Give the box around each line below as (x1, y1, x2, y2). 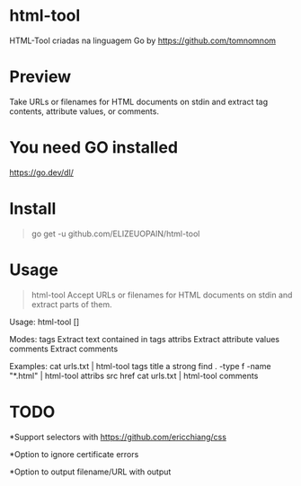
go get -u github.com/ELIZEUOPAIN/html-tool (31, 228, 200, 239)
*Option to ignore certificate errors (9, 448, 139, 459)
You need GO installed (9, 137, 178, 158)
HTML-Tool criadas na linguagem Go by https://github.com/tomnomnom (9, 35, 277, 46)
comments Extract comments (9, 343, 119, 354)
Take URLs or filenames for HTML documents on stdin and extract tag (9, 96, 268, 107)
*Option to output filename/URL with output (9, 466, 172, 477)
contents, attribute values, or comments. (9, 105, 160, 117)
